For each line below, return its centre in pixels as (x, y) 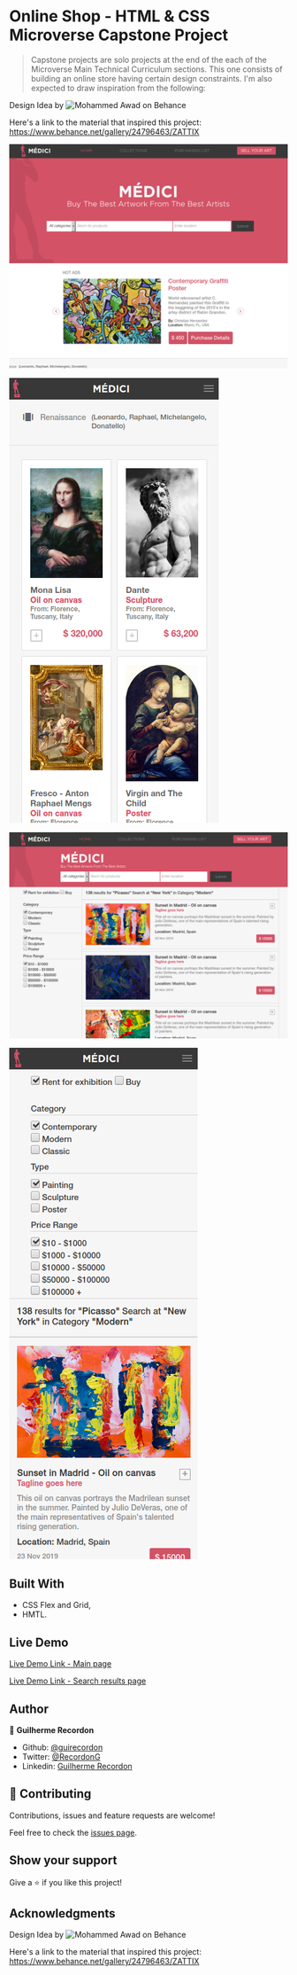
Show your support (63, 1860)
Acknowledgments (63, 1913)
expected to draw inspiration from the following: (118, 88)
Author (29, 1709)
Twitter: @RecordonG (61, 1757)
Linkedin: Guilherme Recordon (77, 1767)
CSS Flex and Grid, (56, 1605)
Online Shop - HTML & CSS (110, 16)
